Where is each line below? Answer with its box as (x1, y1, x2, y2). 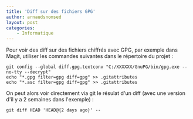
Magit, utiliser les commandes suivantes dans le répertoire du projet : (6, 53, 173, 60)
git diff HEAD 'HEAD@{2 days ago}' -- (6, 107, 101, 113)
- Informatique (16, 30, 54, 36)
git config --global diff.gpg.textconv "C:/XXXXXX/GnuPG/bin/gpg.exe (6, 64, 180, 70)
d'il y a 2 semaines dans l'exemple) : (6, 96, 94, 103)
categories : (6, 25, 35, 31)
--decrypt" (24, 69, 51, 75)
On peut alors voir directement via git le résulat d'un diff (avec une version (6, 90, 186, 97)
